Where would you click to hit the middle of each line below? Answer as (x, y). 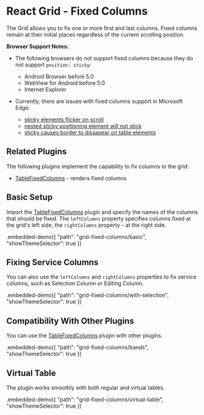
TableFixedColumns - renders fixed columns (71, 178)
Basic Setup (30, 197)
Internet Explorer (45, 89)
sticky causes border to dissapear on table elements (90, 132)
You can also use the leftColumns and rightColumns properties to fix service (101, 277)
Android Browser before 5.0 (59, 76)
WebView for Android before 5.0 (65, 83)
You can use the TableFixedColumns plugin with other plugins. (85, 336)
